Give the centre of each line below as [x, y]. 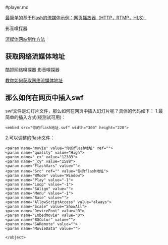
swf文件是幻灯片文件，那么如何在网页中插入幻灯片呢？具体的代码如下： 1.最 [84, 111]
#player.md [17, 7]
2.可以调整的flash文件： [30, 138]
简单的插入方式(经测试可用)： [36, 117]
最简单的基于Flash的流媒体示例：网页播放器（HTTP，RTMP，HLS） [76, 18]
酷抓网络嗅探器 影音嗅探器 [32, 70]
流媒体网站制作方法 [25, 39]
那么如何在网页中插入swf [44, 98]
